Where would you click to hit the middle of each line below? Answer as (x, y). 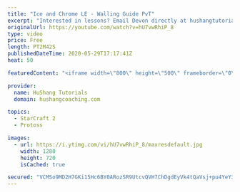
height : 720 (38, 158)
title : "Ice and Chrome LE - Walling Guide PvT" (81, 14)
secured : (20, 177)
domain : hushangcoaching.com (57, 99)
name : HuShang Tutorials (51, 92)
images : (19, 138)
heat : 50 (20, 60)
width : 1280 (38, 151)
